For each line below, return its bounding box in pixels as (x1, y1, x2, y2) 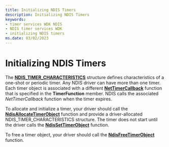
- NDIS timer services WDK (5, 26, 62, 31)
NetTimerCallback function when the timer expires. (5, 96, 113, 102)
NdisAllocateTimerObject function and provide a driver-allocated (5, 111, 143, 117)
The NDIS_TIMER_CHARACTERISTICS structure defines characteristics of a (5, 74, 164, 80)
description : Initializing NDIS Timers (5, 12, 90, 17)
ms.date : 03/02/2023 (5, 36, 49, 41)
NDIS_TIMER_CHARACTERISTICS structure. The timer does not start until (5, 116, 158, 122)
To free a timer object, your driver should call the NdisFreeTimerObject (5, 131, 155, 137)
